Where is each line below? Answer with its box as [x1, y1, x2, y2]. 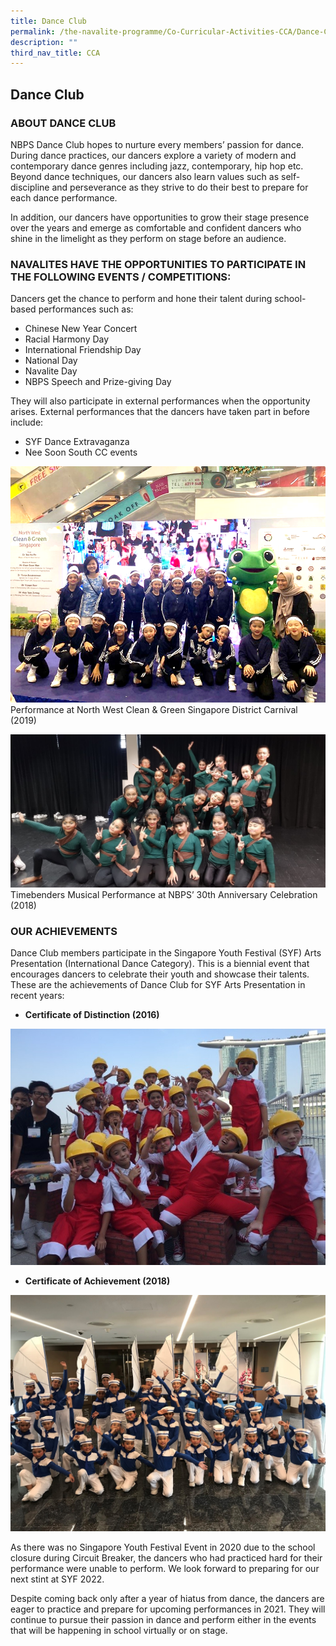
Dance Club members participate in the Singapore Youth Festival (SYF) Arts [10, 947, 322, 959]
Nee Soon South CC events [24, 446, 138, 459]
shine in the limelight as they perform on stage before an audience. [10, 232, 287, 244]
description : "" [10, 37, 78, 47]
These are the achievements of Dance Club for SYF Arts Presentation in [10, 979, 306, 991]
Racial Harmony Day [24, 333, 110, 345]
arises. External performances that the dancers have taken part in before [10, 406, 311, 418]
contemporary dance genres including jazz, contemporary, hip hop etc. [10, 160, 304, 172]
